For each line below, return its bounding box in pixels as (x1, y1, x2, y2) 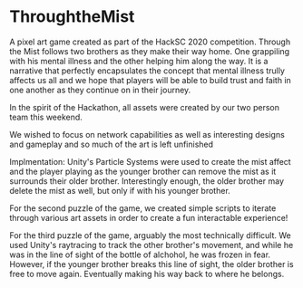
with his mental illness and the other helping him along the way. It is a (9, 55, 269, 66)
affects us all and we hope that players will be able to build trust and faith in (9, 74, 292, 85)
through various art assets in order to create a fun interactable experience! (9, 212, 288, 223)
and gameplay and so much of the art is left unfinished (9, 139, 214, 149)
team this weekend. (9, 111, 83, 122)
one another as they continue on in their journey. (9, 84, 191, 95)
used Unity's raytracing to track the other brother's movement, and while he (9, 239, 294, 250)
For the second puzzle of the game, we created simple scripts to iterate (9, 202, 277, 214)
